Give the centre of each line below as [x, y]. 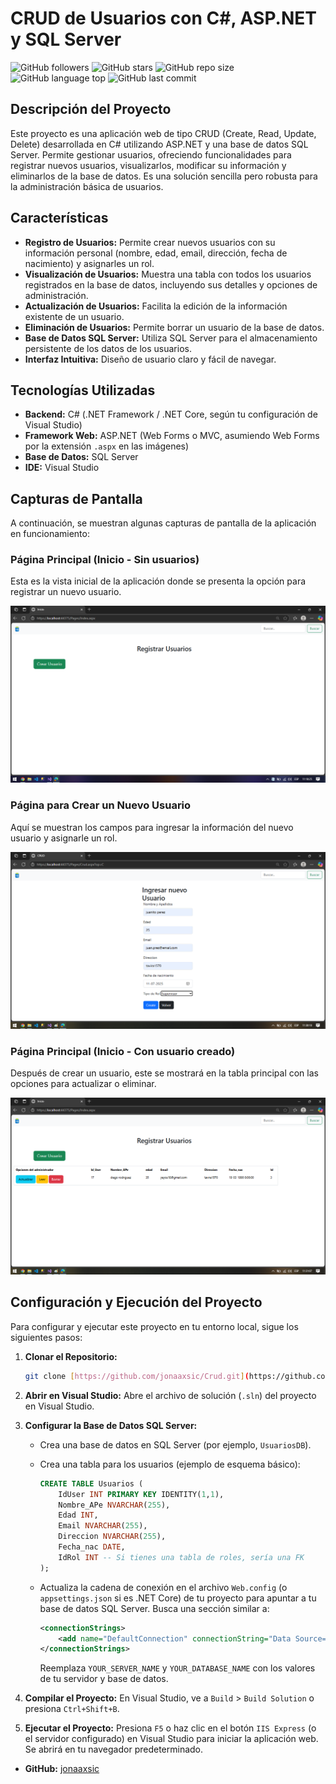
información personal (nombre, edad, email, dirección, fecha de [156, 253]
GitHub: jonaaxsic [62, 1769]
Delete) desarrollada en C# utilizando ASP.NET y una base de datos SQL [159, 144]
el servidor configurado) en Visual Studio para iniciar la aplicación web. [171, 1739]
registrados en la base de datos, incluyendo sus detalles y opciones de [171, 284]
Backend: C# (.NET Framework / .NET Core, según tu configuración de [171, 414]
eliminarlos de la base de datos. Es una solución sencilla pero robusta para [164, 176]
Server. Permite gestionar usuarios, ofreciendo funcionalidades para [151, 154]
